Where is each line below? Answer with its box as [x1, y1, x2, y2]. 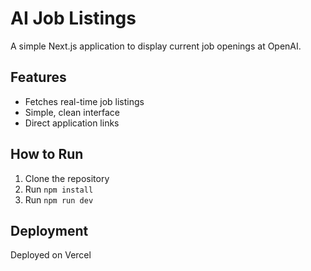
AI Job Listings [10, 7, 137, 30]
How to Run [10, 146, 84, 163]
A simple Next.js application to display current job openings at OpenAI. [10, 40, 302, 52]
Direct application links [24, 117, 120, 129]
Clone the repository [24, 172, 110, 184]
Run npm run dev [24, 193, 94, 206]
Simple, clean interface [24, 106, 121, 118]
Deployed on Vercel [10, 249, 92, 261]
